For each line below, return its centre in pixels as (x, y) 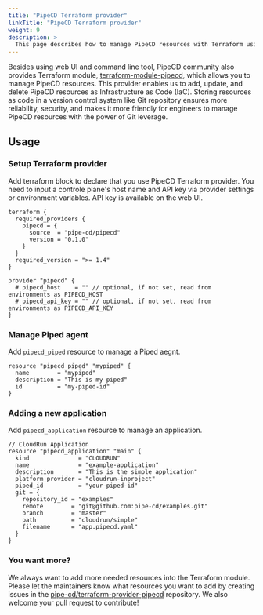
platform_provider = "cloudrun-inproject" (85, 479)
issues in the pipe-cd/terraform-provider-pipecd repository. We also (118, 594)
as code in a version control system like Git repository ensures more (118, 100)
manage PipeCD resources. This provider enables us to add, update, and (125, 84)
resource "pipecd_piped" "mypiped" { (70, 366)
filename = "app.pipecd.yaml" (80, 527)
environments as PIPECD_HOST (56, 294)
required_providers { (50, 219)
